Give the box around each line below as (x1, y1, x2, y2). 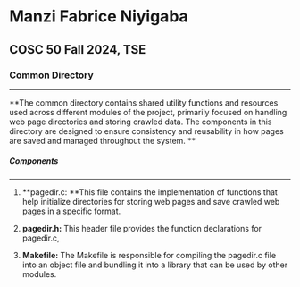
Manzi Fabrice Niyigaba (9, 6, 189, 27)
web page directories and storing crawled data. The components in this (9, 116, 272, 127)
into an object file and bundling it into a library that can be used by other (21, 259, 288, 270)
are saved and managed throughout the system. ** (9, 135, 196, 146)
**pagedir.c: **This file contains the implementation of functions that (21, 186, 279, 198)
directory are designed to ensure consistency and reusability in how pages (9, 125, 284, 136)
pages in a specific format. (21, 206, 121, 216)
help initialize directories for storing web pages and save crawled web (21, 196, 280, 207)
